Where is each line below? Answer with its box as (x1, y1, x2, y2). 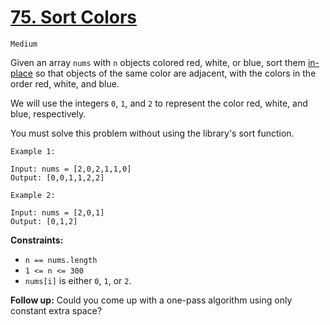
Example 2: (10, 190, 56, 200)
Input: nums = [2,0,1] (10, 207, 105, 218)
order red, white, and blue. (10, 77, 120, 90)
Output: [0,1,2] (10, 216, 78, 226)
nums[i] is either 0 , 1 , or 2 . (24, 274, 132, 286)
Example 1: (10, 146, 56, 156)
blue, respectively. (10, 107, 87, 120)
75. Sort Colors (10, 6, 137, 29)
